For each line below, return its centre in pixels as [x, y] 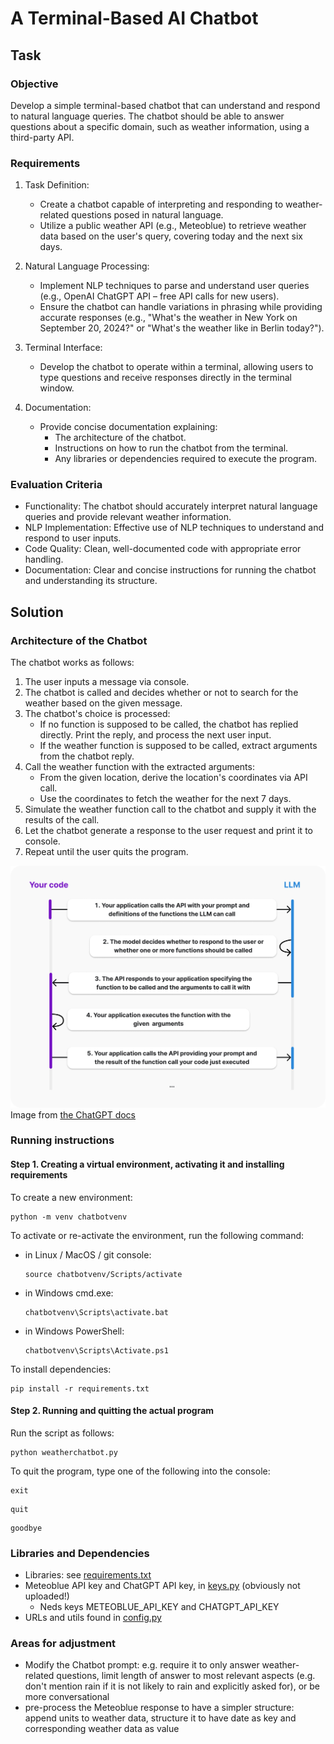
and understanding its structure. [91, 581]
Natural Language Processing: [87, 266]
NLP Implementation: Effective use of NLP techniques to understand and [174, 528]
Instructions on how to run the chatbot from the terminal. [171, 448]
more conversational [67, 1697]
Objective [34, 84]
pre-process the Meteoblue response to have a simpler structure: [159, 1708]
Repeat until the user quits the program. [106, 852]
